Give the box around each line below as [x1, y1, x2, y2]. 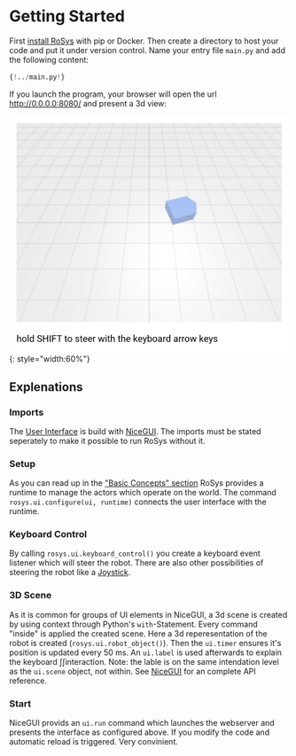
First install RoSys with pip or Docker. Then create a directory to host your [9, 35, 279, 46]
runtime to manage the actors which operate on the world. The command [9, 487, 277, 498]
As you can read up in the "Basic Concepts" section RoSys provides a [9, 478, 264, 488]
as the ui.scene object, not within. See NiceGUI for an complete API [9, 666, 257, 676]
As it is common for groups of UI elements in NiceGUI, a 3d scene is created [9, 609, 288, 620]
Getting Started [9, 6, 126, 27]
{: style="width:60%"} [9, 354, 90, 364]
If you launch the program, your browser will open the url [9, 89, 217, 99]
